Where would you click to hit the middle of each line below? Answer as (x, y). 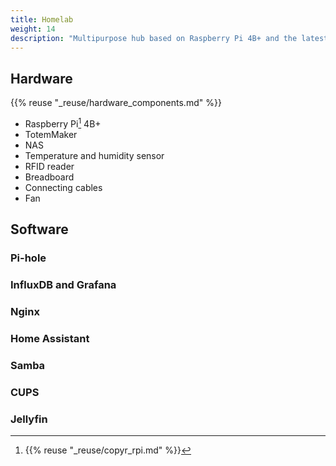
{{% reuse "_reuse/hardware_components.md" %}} (116, 103)
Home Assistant (50, 338)
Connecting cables (63, 187)
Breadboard (49, 177)
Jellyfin (29, 419)
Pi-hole (28, 258)
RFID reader (49, 166)
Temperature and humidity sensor (94, 155)
